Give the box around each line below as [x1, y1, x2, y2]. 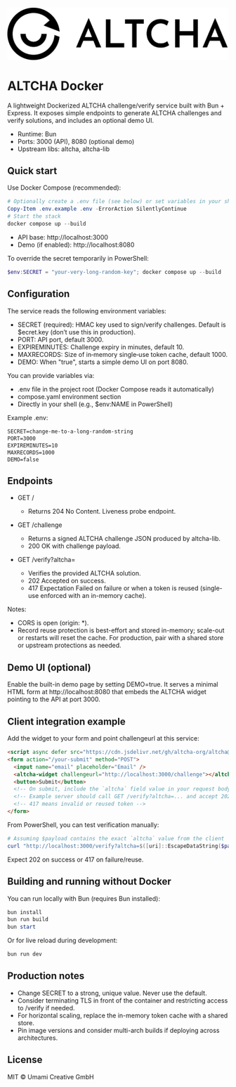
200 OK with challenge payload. [27, 542, 122, 550]
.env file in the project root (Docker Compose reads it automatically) [17, 384, 214, 393]
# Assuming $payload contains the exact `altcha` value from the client [7, 835, 225, 842]
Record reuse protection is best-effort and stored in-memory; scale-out [17, 626, 225, 634]
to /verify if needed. [17, 1003, 75, 1012]
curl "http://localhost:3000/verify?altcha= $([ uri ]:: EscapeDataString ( [7, 842, 221, 850]
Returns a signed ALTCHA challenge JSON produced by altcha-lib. [27, 535, 221, 543]
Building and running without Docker [7, 876, 171, 887]
